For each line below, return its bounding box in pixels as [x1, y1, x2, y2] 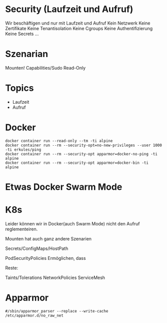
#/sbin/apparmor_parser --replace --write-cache [5, 308, 108, 313]
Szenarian [5, 49, 48, 60]
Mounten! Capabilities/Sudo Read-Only [5, 65, 86, 71]
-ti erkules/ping [5, 147, 41, 152]
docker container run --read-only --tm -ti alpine [5, 138, 113, 143]
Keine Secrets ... [5, 31, 39, 37]
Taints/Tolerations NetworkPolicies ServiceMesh [5, 274, 105, 280]
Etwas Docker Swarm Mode [5, 181, 122, 192]
